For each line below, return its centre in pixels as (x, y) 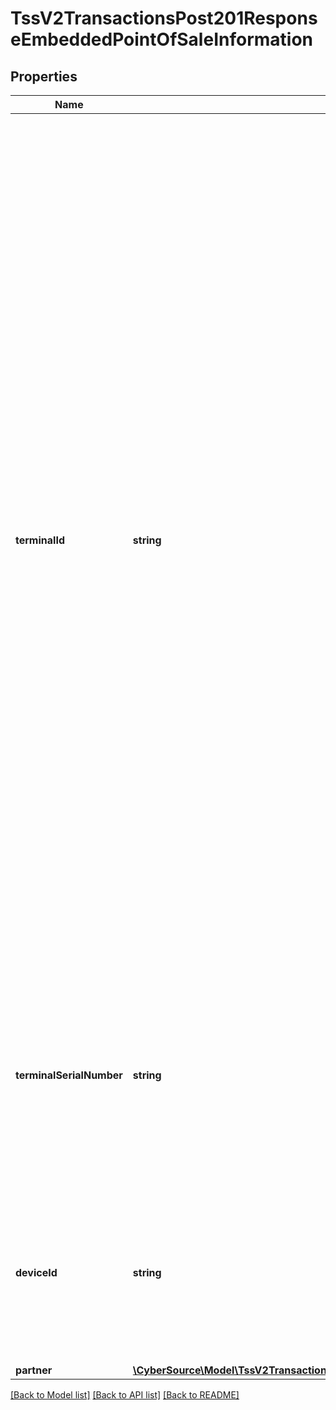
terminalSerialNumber (69, 1075)
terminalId (40, 540)
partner (34, 1370)
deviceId (36, 1272)
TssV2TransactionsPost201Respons (164, 18)
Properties (44, 76)
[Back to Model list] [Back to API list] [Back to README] (125, 1395)
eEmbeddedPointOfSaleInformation (161, 39)
